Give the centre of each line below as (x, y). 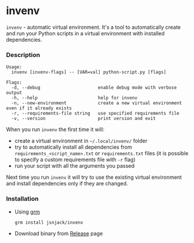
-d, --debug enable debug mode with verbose (94, 88)
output (14, 93)
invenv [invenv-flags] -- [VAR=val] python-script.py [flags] (89, 72)
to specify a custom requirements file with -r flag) (75, 159)
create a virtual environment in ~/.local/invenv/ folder (81, 141)
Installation (23, 199)
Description (23, 55)
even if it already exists (39, 108)
